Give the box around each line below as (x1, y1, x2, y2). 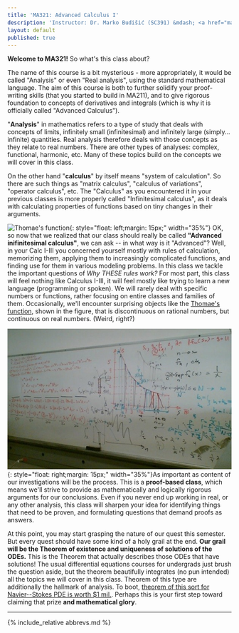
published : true (7, 34, 55, 41)
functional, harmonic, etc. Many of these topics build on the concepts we (7, 151, 222, 159)
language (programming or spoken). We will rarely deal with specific (7, 284, 208, 293)
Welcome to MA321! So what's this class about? (7, 54, 150, 64)
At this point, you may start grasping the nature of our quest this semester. (7, 529, 225, 538)
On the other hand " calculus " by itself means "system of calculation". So (7, 172, 221, 181)
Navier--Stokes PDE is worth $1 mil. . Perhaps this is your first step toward (7, 589, 223, 599)
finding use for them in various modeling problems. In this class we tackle (7, 261, 223, 270)
